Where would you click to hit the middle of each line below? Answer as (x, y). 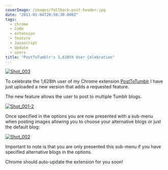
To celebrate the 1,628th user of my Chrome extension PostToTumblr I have (84, 81)
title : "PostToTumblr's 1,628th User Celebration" (60, 57)
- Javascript (24, 43)
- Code (17, 29)
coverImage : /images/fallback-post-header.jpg (55, 10)
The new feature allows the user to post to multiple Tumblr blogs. (74, 96)
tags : (11, 19)
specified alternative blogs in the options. (49, 152)
